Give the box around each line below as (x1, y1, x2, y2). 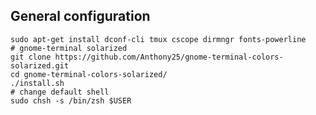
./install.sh (10, 78, 65, 88)
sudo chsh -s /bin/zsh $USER (10, 95, 132, 106)
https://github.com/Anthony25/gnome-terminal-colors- (54, 52, 284, 62)
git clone (10, 52, 52, 62)
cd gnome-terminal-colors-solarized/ (10, 69, 168, 79)
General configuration (10, 8, 151, 25)
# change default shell (10, 87, 110, 97)
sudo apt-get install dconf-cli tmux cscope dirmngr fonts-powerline (10, 34, 307, 44)
